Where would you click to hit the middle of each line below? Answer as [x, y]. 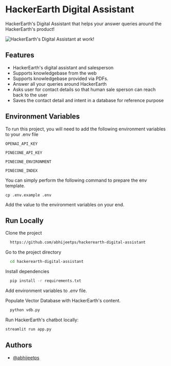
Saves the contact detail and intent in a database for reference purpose [88, 100]
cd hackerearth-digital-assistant [47, 262]
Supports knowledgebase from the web [55, 73]
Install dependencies [27, 272]
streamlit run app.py [28, 329]
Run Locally [24, 220]
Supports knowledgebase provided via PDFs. [61, 79]
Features [20, 55]
